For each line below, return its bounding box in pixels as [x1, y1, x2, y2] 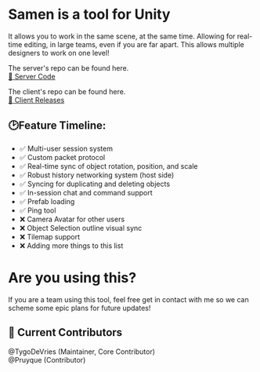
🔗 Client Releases [8, 95, 65, 104]
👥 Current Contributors [8, 326, 123, 339]
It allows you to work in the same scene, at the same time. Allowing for [8, 31, 236, 41]
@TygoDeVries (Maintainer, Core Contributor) [8, 347, 155, 356]
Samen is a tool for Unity [8, 5, 171, 24]
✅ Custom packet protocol [19, 152, 106, 162]
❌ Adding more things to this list [19, 241, 124, 250]
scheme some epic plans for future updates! [8, 303, 151, 312]
